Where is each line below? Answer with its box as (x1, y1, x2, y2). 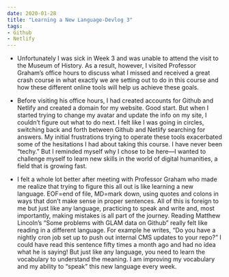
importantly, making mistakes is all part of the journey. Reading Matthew (16, 211, 221, 220)
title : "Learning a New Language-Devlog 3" (7, 16, 133, 23)
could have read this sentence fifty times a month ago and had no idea (16, 241, 217, 249)
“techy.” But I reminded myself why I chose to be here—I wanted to (16, 148, 206, 156)
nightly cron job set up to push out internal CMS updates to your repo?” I (16, 233, 222, 241)
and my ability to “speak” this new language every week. (16, 263, 177, 271)
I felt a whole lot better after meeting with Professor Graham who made (16, 175, 217, 183)
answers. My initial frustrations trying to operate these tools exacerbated (16, 133, 222, 141)
